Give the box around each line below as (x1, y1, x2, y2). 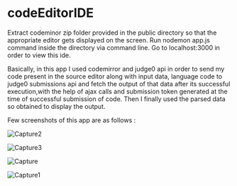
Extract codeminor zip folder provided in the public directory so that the (7, 28, 217, 37)
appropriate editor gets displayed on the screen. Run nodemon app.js (7, 35, 211, 44)
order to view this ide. (7, 51, 71, 59)
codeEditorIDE (7, 5, 94, 21)
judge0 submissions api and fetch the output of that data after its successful (7, 79, 231, 88)
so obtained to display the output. (7, 102, 106, 110)
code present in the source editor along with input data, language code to (7, 72, 222, 81)
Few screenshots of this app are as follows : (7, 115, 136, 124)
